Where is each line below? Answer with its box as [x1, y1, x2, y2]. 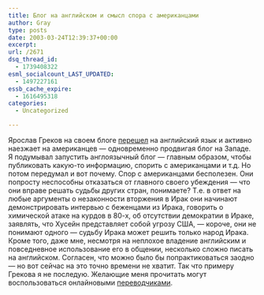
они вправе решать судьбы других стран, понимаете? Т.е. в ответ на [8, 186, 242, 195]
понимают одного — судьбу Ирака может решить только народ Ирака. [8, 228, 249, 237]
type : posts [8, 26, 47, 34]
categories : [8, 99, 47, 107]
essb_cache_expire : [8, 84, 73, 93]
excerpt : [8, 41, 37, 49]
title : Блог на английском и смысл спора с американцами [8, 11, 199, 20]
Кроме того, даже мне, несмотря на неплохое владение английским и [8, 236, 247, 245]
